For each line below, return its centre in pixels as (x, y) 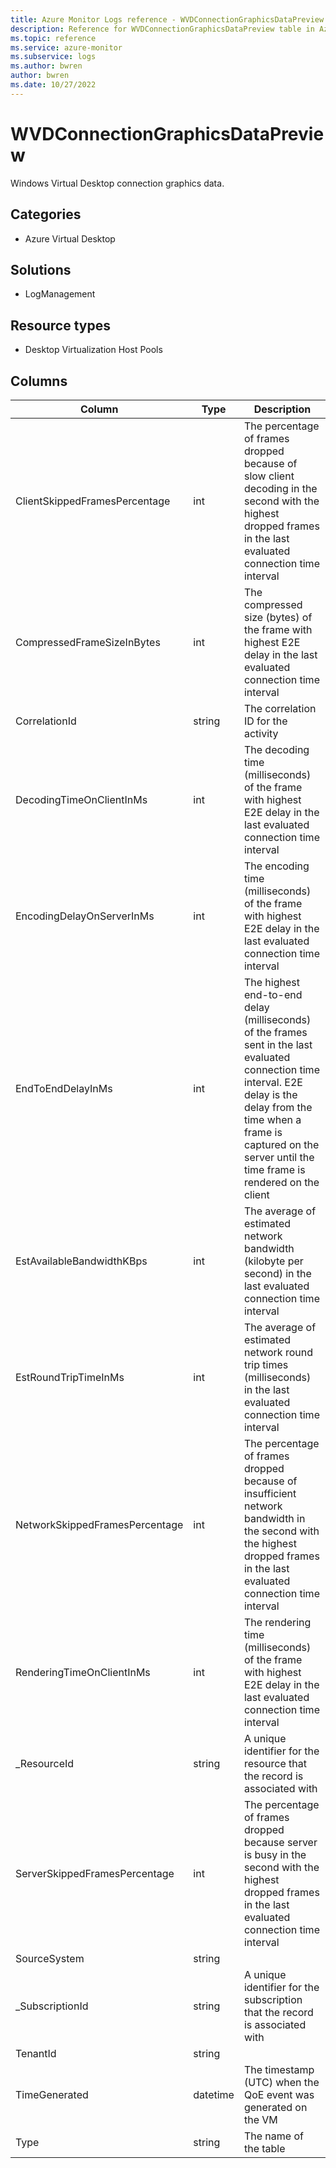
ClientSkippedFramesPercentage (93, 501)
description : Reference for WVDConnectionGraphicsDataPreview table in (162, 29)
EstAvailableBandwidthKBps (81, 1261)
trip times (266, 1364)
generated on (275, 2107)
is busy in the (275, 1854)
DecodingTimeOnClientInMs (81, 799)
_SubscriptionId (52, 2006)
